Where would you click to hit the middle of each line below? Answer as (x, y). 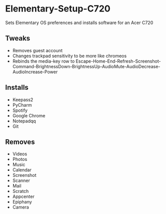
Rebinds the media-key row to (44, 61)
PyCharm (22, 105)
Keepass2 (23, 99)
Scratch (21, 191)
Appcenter (23, 196)
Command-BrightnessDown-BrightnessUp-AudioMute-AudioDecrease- (86, 66)
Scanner (21, 180)
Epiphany (22, 202)
